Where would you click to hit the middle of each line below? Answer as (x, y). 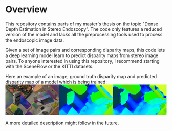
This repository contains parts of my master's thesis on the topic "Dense (82, 24)
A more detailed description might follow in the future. (62, 123)
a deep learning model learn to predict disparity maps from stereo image (82, 55)
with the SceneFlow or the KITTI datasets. (49, 66)
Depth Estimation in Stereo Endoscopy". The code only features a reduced (84, 29)
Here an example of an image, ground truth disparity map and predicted (81, 76)
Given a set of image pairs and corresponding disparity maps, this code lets (85, 50)
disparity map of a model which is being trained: (56, 82)
